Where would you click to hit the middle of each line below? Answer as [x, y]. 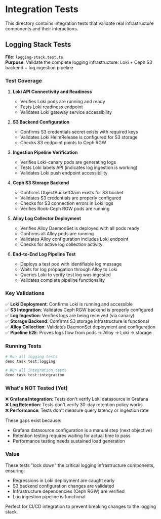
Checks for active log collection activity [61, 244]
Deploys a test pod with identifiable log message [71, 264]
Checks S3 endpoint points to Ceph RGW [63, 143]
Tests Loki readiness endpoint [51, 107]
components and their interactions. [42, 28]
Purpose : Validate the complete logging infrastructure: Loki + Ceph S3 [79, 62]
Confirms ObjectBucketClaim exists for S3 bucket [72, 193]
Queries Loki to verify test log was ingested [66, 275]
